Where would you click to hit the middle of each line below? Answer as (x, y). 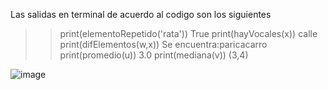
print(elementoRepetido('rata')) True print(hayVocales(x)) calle (188, 33)
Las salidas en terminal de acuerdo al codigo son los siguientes (141, 14)
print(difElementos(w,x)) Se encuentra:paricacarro (163, 44)
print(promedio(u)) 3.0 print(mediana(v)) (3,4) (154, 55)
